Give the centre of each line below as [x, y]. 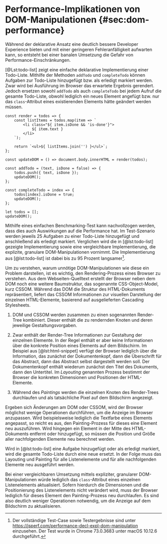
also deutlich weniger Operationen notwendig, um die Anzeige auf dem [78, 501]
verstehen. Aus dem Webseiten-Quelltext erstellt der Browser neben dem [80, 278]
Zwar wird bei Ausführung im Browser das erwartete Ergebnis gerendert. [80, 85]
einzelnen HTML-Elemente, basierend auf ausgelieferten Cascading [75, 300]
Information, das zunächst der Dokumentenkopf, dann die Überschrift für [87, 356]
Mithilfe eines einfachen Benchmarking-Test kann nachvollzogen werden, [80, 225]
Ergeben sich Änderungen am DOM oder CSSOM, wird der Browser [74, 407]
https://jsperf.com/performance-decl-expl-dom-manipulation [75, 526]
